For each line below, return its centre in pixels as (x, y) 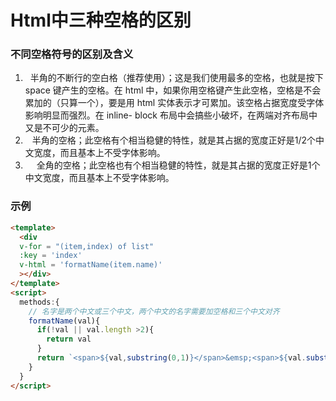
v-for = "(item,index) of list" (87, 246)
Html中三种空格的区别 (101, 20)
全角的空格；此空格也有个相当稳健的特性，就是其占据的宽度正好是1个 (178, 165)
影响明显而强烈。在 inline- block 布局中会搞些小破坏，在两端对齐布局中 (171, 115)
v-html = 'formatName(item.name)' (91, 265)
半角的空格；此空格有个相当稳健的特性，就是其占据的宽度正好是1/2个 (174, 140)
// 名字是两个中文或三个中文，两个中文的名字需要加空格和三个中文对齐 (154, 311)
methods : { (39, 302)
